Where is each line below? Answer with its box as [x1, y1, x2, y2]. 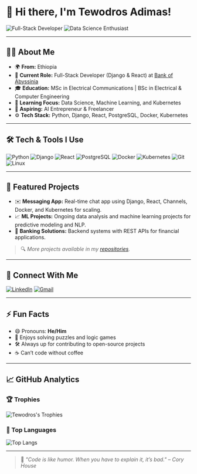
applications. [14, 234, 46, 241]
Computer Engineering [14, 93, 70, 100]
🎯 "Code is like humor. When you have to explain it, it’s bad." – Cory [20, 456, 184, 463]
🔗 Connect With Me [6, 270, 79, 280]
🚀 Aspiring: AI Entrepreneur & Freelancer [14, 105, 114, 112]
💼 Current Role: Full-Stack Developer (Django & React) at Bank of [14, 72, 173, 79]
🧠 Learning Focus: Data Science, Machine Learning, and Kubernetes [14, 99, 181, 106]
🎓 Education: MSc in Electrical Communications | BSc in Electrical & [14, 84, 182, 92]
